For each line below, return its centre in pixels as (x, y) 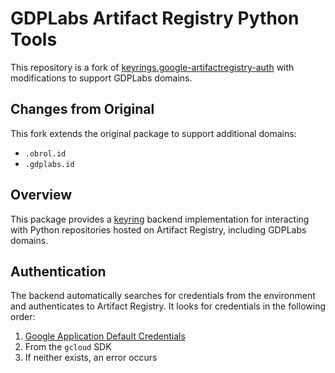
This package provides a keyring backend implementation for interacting (160, 219)
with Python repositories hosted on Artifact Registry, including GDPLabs (158, 229)
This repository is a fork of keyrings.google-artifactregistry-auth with (152, 67)
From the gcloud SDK (68, 347)
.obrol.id (45, 153)
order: (23, 317)
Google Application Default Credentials (105, 336)
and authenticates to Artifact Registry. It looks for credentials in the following (168, 306)
